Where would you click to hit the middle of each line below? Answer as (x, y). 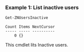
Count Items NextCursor (30, 27)
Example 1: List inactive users (42, 7)
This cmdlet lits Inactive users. (37, 45)
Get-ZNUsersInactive (27, 18)
